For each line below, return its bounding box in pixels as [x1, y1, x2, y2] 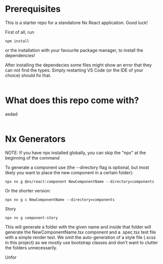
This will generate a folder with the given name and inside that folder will [5, 224, 151, 230]
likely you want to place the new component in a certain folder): [5, 169, 134, 175]
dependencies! [5, 53, 35, 58]
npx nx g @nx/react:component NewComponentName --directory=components [5, 179, 154, 184]
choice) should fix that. [5, 72, 51, 78]
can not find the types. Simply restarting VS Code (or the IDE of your [5, 67, 143, 73]
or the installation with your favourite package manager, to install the [5, 47, 143, 53]
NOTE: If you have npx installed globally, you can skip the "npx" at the [5, 150, 146, 156]
